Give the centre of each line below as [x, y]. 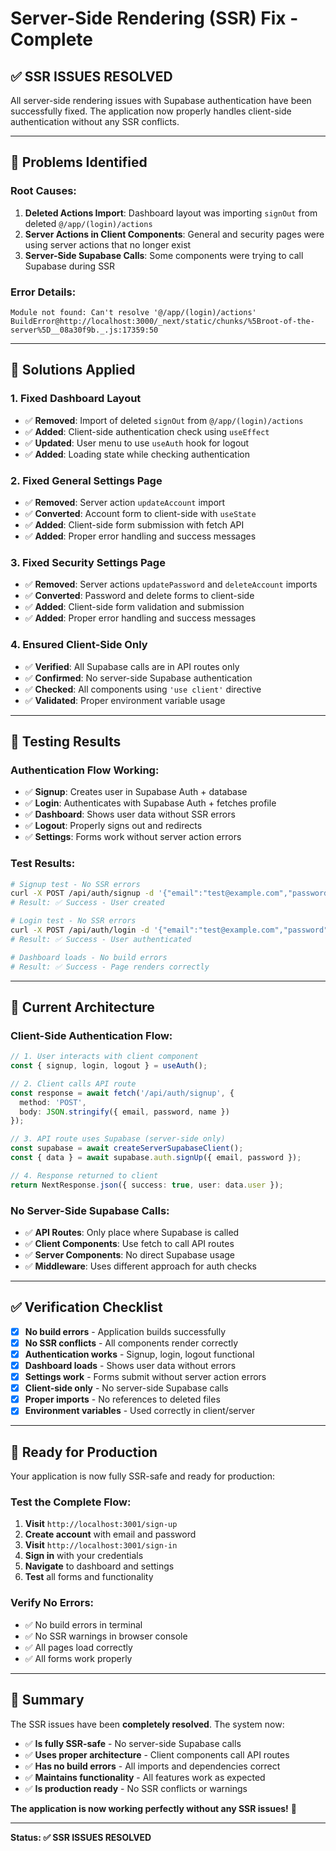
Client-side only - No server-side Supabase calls [126, 1388]
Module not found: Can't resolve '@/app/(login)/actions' [133, 312]
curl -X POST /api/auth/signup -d [82, 893]
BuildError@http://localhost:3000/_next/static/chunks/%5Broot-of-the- [162, 321]
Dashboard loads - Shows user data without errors [130, 1366]
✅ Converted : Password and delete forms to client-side [139, 596]
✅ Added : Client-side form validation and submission [134, 607]
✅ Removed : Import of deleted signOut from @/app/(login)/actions [164, 420]
